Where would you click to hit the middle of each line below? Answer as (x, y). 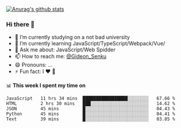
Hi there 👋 (21, 24)
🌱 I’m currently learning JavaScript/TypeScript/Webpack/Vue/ (90, 44)
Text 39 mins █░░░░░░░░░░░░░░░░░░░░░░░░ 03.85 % (91, 119)
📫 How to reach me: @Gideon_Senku (60, 57)
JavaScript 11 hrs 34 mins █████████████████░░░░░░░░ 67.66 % (91, 99)
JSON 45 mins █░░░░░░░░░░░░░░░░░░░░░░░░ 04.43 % (91, 109)
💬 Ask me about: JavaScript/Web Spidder (65, 50)
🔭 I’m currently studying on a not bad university (72, 37)
